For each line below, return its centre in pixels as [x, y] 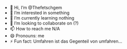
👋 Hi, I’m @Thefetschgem [36, 8]
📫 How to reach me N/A [35, 29]
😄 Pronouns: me [27, 36]
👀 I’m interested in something [40, 13]
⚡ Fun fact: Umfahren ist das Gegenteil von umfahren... [66, 41]
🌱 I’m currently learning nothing [42, 18]
